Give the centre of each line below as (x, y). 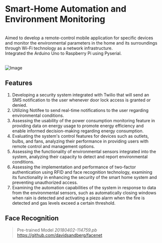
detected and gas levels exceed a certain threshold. (64, 203)
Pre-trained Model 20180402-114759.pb (57, 230)
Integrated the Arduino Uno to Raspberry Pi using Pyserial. (64, 53)
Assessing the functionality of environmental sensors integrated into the (84, 151)
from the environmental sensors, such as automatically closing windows (84, 193)
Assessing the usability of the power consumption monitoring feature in (83, 120)
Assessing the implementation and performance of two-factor (74, 167)
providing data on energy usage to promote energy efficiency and (78, 126)
